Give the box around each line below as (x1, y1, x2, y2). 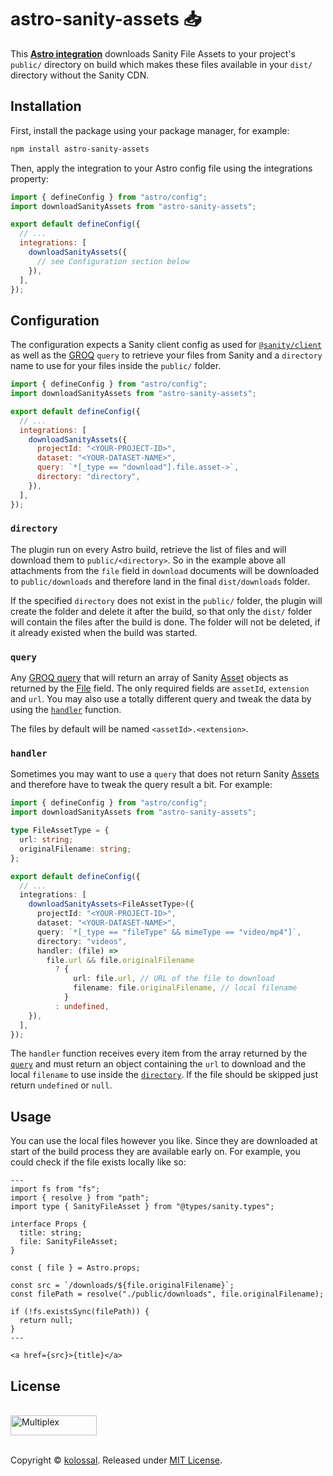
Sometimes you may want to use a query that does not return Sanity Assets (10, 768, 320, 780)
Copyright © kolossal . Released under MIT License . (10, 1454, 223, 1466)
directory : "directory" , (36, 472, 141, 482)
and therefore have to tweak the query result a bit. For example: (10, 779, 273, 791)
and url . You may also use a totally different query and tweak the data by (10, 693, 312, 705)
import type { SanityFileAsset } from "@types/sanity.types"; (10, 1202, 275, 1212)
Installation (10, 98, 82, 115)
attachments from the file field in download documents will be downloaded (10, 564, 319, 576)
